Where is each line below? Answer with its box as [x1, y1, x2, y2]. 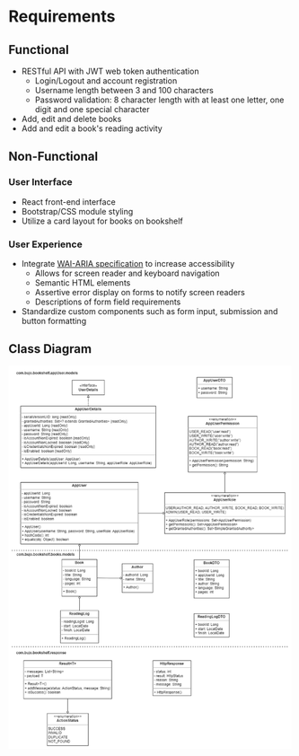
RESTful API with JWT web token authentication [21, 66, 199, 76]
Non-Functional [8, 149, 99, 164]
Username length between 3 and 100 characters [34, 85, 215, 95]
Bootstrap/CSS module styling [21, 206, 134, 216]
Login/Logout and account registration [34, 75, 178, 86]
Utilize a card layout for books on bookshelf [21, 215, 183, 226]
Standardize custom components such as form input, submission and [21, 305, 278, 316]
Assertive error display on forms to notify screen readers [34, 286, 246, 297]
